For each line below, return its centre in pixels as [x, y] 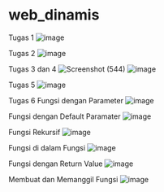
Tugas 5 [22, 85]
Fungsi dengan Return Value [56, 164]
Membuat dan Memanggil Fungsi [63, 179]
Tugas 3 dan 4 [32, 69]
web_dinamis [54, 15]
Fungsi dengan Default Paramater [65, 116]
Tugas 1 [21, 37]
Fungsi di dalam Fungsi [47, 147]
